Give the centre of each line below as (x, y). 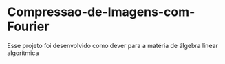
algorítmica (23, 53)
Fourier (28, 26)
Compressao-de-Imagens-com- (101, 12)
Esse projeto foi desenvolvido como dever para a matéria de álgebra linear (113, 45)
